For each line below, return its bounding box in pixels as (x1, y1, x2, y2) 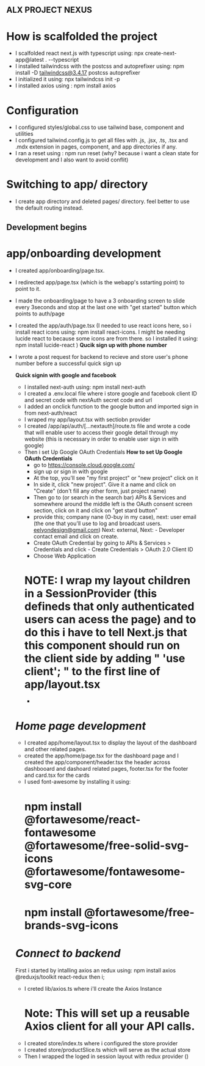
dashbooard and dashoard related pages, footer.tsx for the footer (24, 765, 189, 773)
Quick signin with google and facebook (15, 371, 117, 378)
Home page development (15, 719, 146, 733)
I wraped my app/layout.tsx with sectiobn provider (24, 416, 151, 423)
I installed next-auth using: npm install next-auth (24, 383, 146, 391)
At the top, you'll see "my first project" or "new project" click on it (33, 474, 198, 482)
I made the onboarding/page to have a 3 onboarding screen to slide (15, 296, 185, 304)
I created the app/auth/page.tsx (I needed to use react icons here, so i (15, 322, 192, 329)
